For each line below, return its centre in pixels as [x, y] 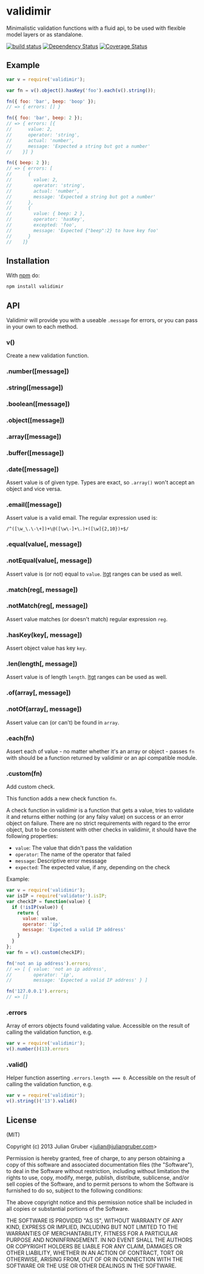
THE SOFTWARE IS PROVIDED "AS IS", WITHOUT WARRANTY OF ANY [95, 1221]
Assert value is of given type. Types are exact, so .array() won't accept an [100, 483]
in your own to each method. [42, 327]
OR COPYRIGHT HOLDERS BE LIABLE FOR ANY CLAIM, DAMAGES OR [94, 1246]
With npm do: [23, 275]
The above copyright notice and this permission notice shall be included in [99, 1202]
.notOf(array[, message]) [44, 709]
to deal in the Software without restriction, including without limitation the [98, 1171]
